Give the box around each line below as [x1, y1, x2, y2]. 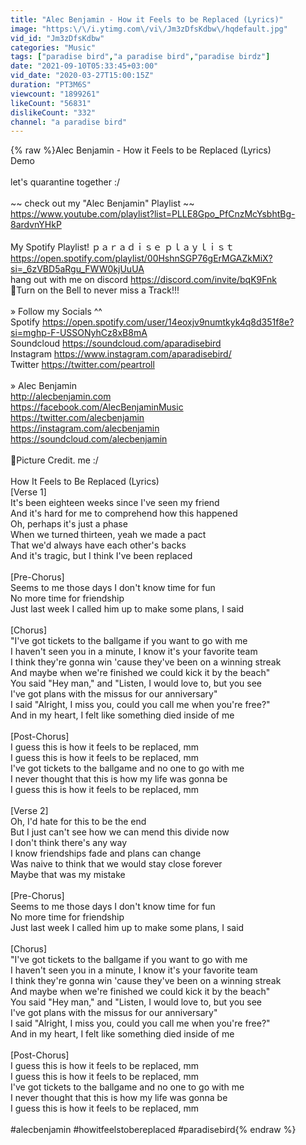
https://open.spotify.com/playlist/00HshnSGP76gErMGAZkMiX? [10, 252, 273, 265]
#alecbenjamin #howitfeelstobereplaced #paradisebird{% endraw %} [10, 1124, 297, 1136]
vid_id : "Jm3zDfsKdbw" [10, 33, 105, 43]
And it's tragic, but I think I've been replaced [10, 550, 193, 562]
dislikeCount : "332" [10, 107, 97, 118]
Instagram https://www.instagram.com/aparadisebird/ [10, 348, 232, 360]
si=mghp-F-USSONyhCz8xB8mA [10, 327, 148, 339]
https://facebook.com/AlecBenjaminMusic [10, 401, 184, 413]
